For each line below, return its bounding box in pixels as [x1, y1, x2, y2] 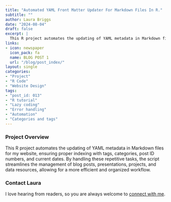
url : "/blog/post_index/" [10, 60, 65, 65]
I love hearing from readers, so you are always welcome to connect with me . [5, 191, 165, 197]
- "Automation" [5, 112, 38, 117]
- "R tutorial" [5, 97, 38, 103]
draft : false [5, 27, 33, 32]
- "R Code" [5, 79, 28, 84]
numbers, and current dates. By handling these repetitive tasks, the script [5, 156, 159, 162]
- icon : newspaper [5, 45, 44, 50]
